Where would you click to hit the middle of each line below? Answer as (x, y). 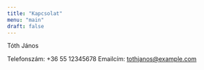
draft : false (26, 26)
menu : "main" (26, 20)
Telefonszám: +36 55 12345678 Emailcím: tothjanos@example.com (102, 59)
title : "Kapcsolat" (35, 13)
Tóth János (23, 46)
